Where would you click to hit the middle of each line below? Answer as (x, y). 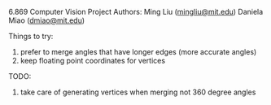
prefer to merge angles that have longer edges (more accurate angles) (138, 52)
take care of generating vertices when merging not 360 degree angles (138, 92)
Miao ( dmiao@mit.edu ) (47, 20)
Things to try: (31, 36)
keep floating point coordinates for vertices (92, 61)
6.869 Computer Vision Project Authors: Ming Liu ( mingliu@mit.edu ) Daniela (136, 12)
